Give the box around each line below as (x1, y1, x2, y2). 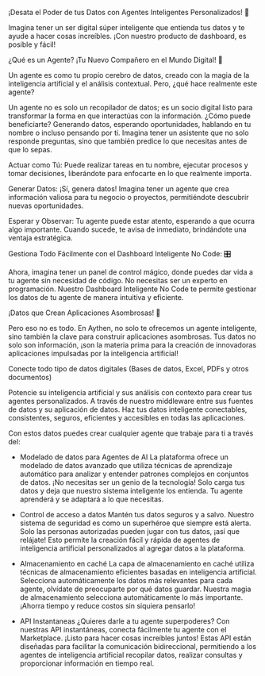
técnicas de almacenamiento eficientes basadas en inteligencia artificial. (19, 567, 257, 577)
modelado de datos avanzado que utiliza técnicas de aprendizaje (19, 461, 232, 470)
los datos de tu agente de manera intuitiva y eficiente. (8, 293, 184, 302)
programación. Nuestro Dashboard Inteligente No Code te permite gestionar (8, 284, 257, 294)
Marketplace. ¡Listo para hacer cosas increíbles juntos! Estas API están (19, 633, 252, 643)
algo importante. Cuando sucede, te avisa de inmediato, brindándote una (8, 225, 248, 234)
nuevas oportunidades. (8, 201, 84, 210)
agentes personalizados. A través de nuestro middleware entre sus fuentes (8, 397, 254, 405)
